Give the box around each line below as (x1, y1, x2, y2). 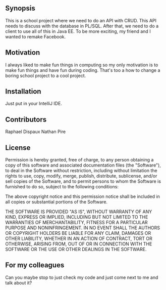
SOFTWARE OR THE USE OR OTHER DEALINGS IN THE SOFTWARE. (5, 246, 147, 253)
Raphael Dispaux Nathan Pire (5, 129, 66, 135)
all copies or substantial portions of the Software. (5, 199, 107, 205)
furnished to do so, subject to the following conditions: (5, 184, 119, 190)
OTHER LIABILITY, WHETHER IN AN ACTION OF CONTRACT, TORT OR (5, 235, 152, 242)
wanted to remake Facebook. (5, 33, 66, 39)
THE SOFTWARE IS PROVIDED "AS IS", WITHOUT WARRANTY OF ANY (5, 209, 152, 215)
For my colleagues (5, 261, 65, 270)
